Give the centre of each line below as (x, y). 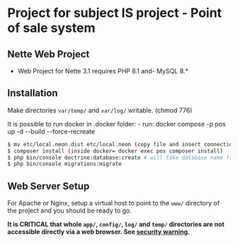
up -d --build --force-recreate (51, 131)
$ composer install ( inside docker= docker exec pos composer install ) (115, 151)
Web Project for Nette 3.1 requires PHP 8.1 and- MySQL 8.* (103, 71)
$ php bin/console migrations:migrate (64, 164)
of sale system (51, 28)
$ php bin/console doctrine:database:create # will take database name (115, 158)
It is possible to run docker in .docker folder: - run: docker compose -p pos (117, 124)
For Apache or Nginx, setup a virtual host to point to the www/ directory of (114, 203)
